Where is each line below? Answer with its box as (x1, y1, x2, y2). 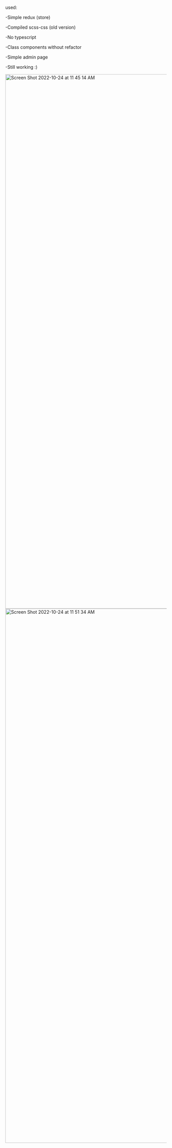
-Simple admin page (5, 54, 48, 60)
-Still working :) (5, 64, 38, 70)
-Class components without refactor (5, 44, 82, 50)
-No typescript (5, 34, 37, 40)
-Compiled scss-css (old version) (5, 24, 76, 30)
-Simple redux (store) (5, 14, 51, 20)
